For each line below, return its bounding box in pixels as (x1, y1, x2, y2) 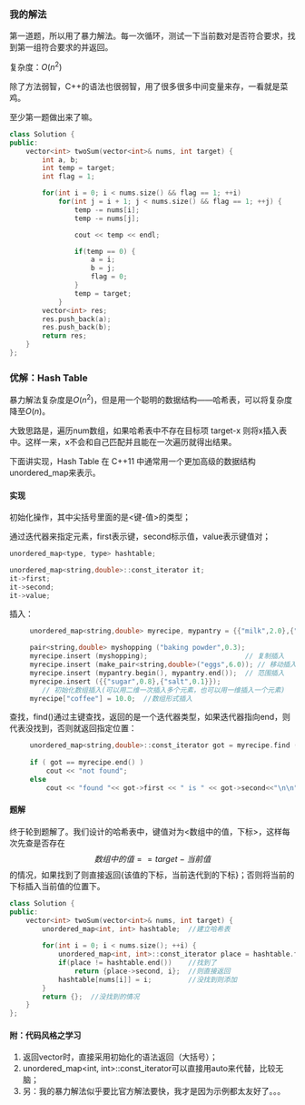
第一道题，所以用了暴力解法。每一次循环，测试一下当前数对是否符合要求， (9, 30, 288, 42)
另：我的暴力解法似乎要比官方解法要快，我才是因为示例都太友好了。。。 (22, 1086, 286, 1097)
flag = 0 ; (90, 272, 128, 281)
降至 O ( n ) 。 (9, 405, 51, 416)
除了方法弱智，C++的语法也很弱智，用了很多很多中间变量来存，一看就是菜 (9, 80, 289, 92)
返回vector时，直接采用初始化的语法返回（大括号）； (22, 1051, 218, 1062)
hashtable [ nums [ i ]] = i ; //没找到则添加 (57, 975, 238, 984)
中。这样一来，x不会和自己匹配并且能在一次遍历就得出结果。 (9, 436, 237, 447)
